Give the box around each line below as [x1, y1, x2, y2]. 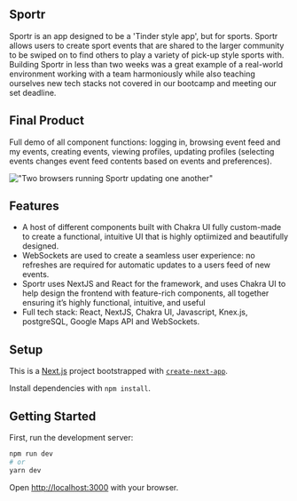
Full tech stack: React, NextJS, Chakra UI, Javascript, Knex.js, [21, 306, 248, 318]
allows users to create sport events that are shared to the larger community [9, 40, 285, 51]
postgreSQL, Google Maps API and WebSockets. [21, 316, 200, 327]
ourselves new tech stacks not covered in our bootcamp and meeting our [9, 77, 277, 88]
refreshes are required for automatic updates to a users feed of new [21, 259, 271, 270]
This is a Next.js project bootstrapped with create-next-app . [9, 366, 229, 377]
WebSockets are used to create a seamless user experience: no [21, 250, 255, 261]
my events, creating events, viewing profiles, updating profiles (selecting [9, 146, 275, 156]
